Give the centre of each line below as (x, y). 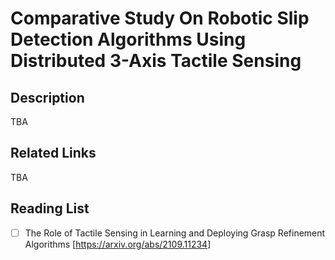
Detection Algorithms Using (128, 39)
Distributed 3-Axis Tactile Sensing (156, 61)
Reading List (50, 208)
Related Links (53, 153)
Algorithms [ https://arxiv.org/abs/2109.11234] (118, 244)
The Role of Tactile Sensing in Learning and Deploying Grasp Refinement (175, 233)
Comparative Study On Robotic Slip (160, 18)
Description (47, 97)
